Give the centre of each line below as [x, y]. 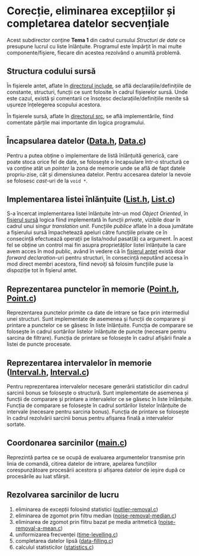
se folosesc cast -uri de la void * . [47, 181]
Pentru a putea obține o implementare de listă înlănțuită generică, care [92, 155]
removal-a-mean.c [38, 528]
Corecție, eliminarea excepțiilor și [91, 11]
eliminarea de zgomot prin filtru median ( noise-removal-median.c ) [96, 516]
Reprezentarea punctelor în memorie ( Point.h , [93, 289]
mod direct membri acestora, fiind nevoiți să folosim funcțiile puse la [90, 264]
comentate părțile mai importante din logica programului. [76, 122]
